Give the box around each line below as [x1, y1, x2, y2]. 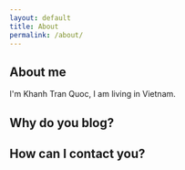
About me [9, 64, 67, 80]
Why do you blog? [9, 115, 115, 131]
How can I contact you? [9, 145, 146, 161]
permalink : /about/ [9, 30, 84, 39]
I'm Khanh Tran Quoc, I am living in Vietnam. [9, 89, 176, 100]
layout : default [9, 13, 71, 23]
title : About [9, 22, 59, 31]
